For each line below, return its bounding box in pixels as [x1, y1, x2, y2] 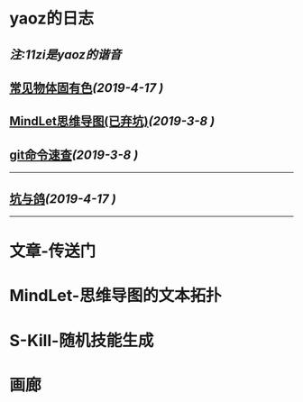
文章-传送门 [9, 241, 96, 261]
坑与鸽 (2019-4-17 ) [9, 191, 116, 206]
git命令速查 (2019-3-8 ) [9, 147, 139, 162]
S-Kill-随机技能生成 [9, 330, 154, 351]
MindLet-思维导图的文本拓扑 [9, 286, 223, 306]
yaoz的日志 [9, 8, 95, 29]
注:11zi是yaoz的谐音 [9, 47, 122, 62]
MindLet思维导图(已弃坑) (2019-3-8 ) [9, 114, 216, 129]
